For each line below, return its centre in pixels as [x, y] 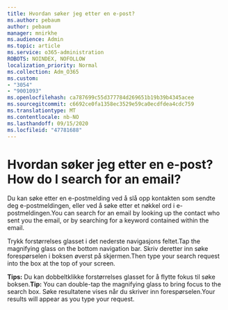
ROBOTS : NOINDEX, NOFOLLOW [46, 59]
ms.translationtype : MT [42, 111]
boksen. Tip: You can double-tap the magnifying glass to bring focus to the [114, 284]
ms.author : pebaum [34, 20]
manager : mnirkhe [32, 33]
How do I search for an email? [94, 179]
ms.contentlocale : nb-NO [43, 117]
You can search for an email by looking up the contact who [136, 213]
